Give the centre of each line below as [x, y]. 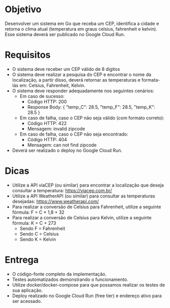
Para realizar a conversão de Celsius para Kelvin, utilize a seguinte [82, 217]
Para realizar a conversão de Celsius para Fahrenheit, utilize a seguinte [87, 207]
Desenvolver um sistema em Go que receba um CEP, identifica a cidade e [82, 23]
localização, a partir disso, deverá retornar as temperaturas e [76, 80]
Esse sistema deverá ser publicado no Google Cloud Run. [65, 34]
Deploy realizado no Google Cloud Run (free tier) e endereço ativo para [87, 296]
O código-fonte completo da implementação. [59, 274]
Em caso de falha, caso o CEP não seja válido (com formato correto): [92, 118]
